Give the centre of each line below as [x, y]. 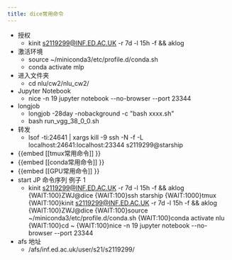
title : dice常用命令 [35, 14]
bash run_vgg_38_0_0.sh [63, 120]
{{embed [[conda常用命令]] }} [61, 162]
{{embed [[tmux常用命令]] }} [59, 153]
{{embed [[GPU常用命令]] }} [59, 171]
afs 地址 [29, 241]
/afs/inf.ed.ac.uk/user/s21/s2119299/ [81, 249]
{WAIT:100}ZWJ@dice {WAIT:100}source [88, 210]
